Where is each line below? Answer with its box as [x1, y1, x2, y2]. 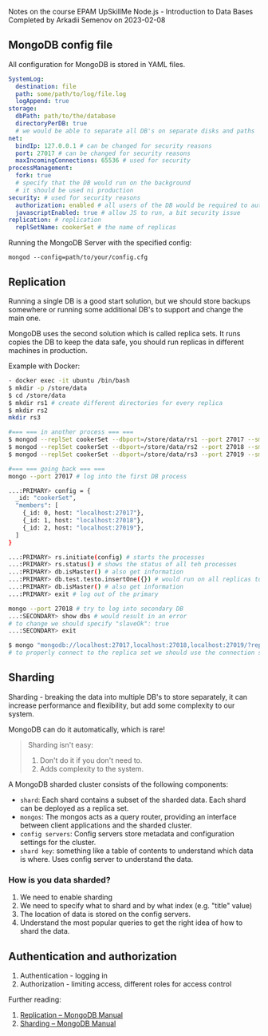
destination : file [15, 82, 77, 90]
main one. [8, 313, 41, 323]
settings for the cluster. [19, 837, 97, 847]
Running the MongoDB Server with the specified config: [8, 238, 192, 248]
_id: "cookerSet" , [15, 494, 77, 502]
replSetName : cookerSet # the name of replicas [15, 224, 177, 232]
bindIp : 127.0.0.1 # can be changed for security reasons [15, 141, 213, 150]
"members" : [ [15, 502, 59, 510]
